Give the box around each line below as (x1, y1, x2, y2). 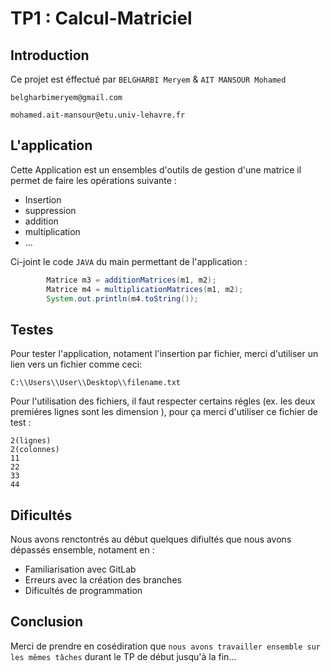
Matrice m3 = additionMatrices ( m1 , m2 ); (46, 275, 217, 285)
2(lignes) (10, 436, 52, 446)
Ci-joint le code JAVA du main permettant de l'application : (10, 255, 248, 267)
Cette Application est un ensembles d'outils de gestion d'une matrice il (10, 163, 302, 176)
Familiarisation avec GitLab (24, 563, 137, 576)
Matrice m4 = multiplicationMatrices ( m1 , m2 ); (46, 284, 244, 294)
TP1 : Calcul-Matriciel (10, 7, 193, 30)
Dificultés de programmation (24, 585, 143, 597)
